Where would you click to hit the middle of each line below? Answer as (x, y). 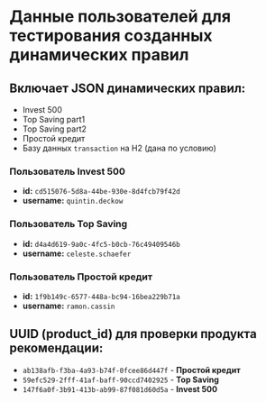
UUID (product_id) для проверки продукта (133, 334)
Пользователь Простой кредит (81, 277)
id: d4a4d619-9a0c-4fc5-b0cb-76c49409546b (101, 243)
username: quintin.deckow (73, 201)
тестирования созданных (111, 36)
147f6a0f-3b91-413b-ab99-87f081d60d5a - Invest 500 (120, 388)
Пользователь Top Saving (69, 224)
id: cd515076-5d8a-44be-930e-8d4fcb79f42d (101, 191)
